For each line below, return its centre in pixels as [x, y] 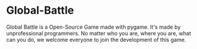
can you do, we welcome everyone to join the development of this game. [96, 39]
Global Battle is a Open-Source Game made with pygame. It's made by [94, 27]
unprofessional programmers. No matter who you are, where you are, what [98, 33]
